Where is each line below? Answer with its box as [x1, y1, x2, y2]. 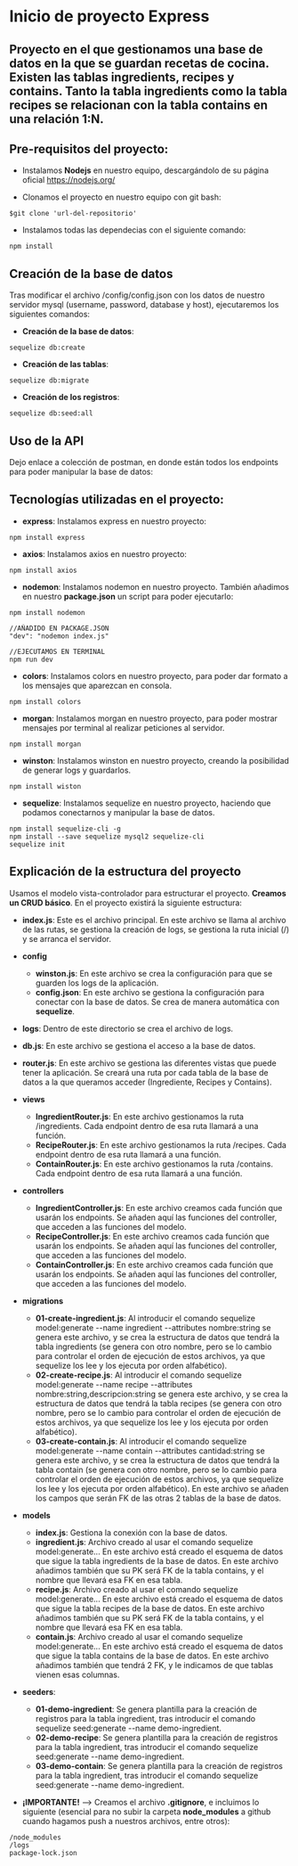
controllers [21, 1185, 64, 1196]
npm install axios [9, 566, 77, 575]
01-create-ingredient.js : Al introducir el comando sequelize [35, 1313, 256, 1323]
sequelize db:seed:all [9, 409, 93, 418]
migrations [21, 1295, 64, 1306]
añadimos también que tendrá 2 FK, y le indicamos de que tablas [35, 1659, 274, 1670]
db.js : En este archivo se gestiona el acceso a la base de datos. [21, 1040, 256, 1051]
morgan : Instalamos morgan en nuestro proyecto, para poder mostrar [21, 713, 278, 724]
